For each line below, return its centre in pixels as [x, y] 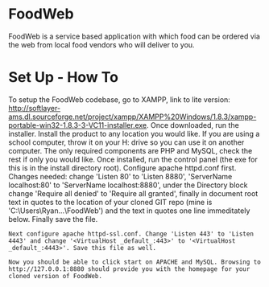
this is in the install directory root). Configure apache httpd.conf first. [122, 168]
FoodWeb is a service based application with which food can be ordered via [134, 36]
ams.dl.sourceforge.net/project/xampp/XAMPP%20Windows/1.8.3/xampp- [132, 117]
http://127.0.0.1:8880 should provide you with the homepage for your [129, 269]
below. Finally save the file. [53, 219]
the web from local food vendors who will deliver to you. [101, 44]
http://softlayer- [35, 108]
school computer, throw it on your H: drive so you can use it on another [126, 142]
